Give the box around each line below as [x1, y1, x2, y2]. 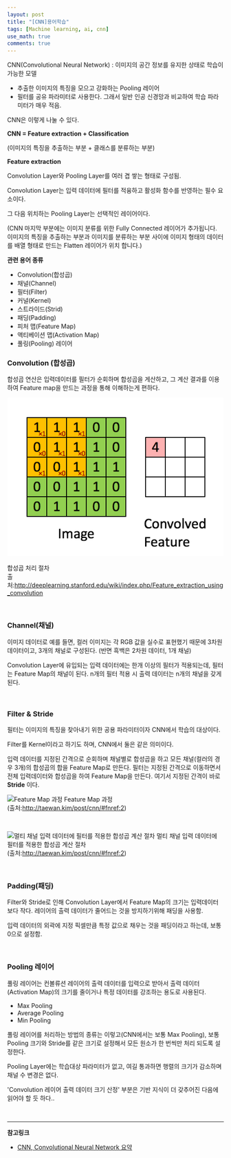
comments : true [7, 40, 51, 47]
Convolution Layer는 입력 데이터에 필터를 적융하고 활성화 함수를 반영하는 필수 [7, 186, 217, 195]
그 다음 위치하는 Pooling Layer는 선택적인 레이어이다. [7, 210, 151, 218]
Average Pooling [16, 1009, 64, 1017]
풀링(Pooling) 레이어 [16, 339, 73, 347]
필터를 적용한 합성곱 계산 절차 [7, 840, 87, 848]
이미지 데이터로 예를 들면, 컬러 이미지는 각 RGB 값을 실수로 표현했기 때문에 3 [7, 637, 212, 646]
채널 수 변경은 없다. [7, 1071, 58, 1079]
